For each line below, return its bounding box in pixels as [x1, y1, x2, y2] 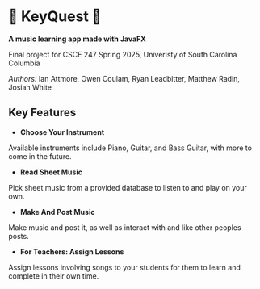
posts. [8, 231, 30, 241]
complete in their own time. [8, 270, 99, 281]
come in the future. [8, 151, 72, 161]
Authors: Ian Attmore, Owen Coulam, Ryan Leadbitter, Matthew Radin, [8, 73, 241, 83]
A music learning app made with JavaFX [8, 34, 147, 44]
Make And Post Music [19, 207, 95, 216]
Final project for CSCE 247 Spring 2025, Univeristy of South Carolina [8, 49, 237, 59]
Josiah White [8, 82, 52, 92]
